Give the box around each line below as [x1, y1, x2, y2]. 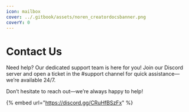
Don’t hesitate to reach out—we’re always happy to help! [6, 88, 143, 95]
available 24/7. [20, 77, 56, 84]
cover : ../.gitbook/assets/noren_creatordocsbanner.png [6, 14, 146, 20]
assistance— [148, 70, 180, 77]
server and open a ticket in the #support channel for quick [6, 70, 147, 77]
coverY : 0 [6, 19, 31, 25]
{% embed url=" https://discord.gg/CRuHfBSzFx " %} [6, 99, 134, 106]
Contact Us [6, 45, 62, 58]
